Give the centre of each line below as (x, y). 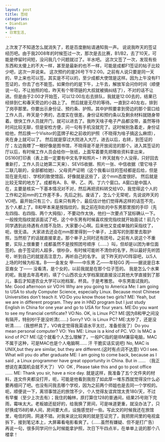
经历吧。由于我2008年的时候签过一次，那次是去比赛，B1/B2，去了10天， (79, 53)
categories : (17, 19)
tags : (11, 28)
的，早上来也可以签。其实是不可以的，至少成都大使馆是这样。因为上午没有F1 (82, 78)
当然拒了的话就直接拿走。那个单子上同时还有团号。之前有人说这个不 (82, 238)
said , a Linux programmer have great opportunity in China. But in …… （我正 (82, 361)
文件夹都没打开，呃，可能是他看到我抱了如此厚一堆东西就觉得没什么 (87, 379)
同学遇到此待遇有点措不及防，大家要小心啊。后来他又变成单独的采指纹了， (80, 225)
